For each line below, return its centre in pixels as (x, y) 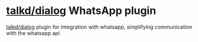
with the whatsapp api (33, 33)
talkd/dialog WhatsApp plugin (81, 11)
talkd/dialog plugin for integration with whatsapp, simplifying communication (99, 27)
